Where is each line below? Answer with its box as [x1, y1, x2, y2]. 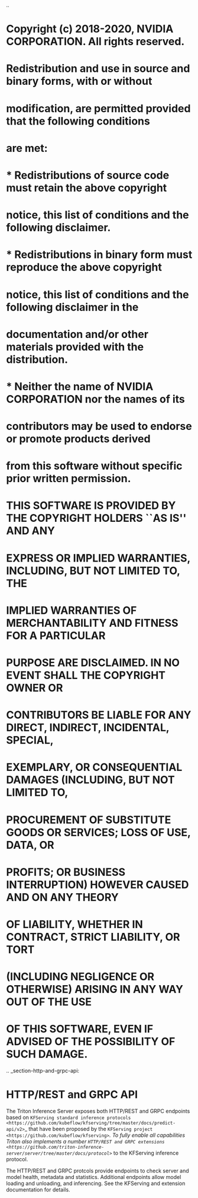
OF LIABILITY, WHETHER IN [6, 917, 143, 931]
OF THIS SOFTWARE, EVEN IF [6, 1022, 154, 1036]
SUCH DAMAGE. [6, 1047, 88, 1061]
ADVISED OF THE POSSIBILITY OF [6, 1035, 176, 1049]
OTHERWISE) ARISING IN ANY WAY [6, 983, 183, 996]
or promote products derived [6, 432, 151, 446]
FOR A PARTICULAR [6, 629, 106, 642]
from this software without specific [6, 459, 183, 473]
